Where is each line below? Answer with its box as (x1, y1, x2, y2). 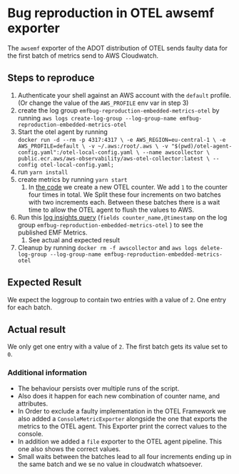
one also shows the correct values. (17, 444, 121, 453)
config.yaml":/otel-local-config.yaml (17, 148, 133, 156)
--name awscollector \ (142, 148, 210, 156)
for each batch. (7, 303, 53, 311)
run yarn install (17, 168, 68, 176)
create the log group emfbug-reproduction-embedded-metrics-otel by (17, 105, 220, 115)
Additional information (7, 368, 88, 378)
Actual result (7, 323, 66, 336)
